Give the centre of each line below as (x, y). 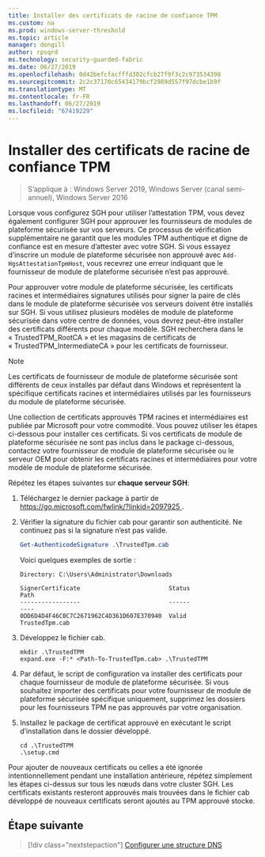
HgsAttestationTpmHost (45, 264)
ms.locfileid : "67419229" (51, 112)
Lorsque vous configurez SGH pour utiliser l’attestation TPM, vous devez (127, 212)
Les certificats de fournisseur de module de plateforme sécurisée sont (123, 376)
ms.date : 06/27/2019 (42, 67)
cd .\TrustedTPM (46, 745)
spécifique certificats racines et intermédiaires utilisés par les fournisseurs (130, 393)
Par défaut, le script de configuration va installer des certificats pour (131, 673)
